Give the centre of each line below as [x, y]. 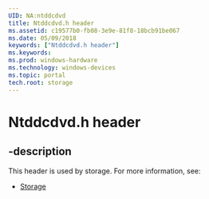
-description [40, 151]
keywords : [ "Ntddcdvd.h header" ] [64, 46]
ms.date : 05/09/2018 [43, 38]
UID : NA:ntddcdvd [37, 16]
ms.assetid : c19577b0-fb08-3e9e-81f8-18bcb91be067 [94, 30]
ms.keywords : [30, 53]
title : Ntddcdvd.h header [51, 23]
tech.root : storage [41, 82]
